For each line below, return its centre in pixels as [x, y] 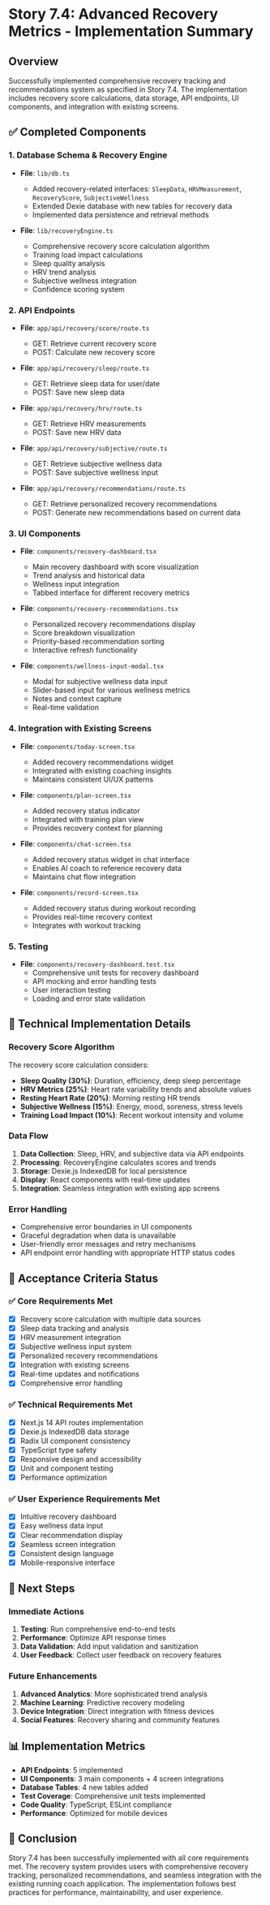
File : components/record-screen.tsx [79, 892]
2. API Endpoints [42, 310]
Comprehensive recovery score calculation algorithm [121, 246]
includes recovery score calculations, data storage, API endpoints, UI [124, 98]
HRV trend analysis [64, 272]
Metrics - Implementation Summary [131, 31]
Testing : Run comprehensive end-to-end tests [98, 1629]
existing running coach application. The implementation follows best [122, 1884]
